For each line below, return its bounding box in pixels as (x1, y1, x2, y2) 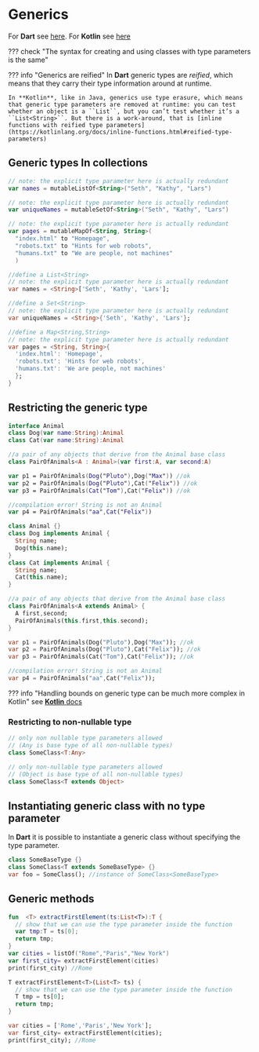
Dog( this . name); (15, 544, 68, 552)
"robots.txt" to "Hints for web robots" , (15, 242, 153, 250)
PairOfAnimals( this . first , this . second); (15, 616, 149, 625)
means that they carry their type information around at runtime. (8, 79, 212, 88)
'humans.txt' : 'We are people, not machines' (15, 365, 167, 373)
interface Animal (8, 422, 65, 429)
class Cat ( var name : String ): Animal (8, 437, 124, 444)
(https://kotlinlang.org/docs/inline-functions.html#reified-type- (8, 128, 233, 136)
